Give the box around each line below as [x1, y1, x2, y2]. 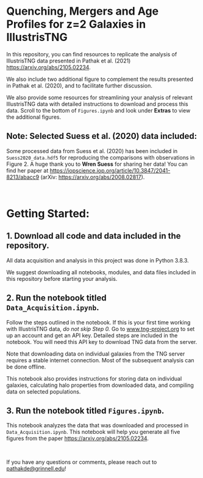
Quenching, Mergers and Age [6, 4, 159, 18]
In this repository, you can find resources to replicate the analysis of [6, 50, 177, 58]
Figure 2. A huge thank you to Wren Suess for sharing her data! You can [6, 160, 188, 168]
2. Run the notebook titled [6, 293, 107, 304]
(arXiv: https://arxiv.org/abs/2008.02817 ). [40, 173, 145, 181]
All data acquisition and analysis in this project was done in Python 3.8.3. [6, 256, 189, 264]
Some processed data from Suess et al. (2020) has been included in [6, 147, 178, 154]
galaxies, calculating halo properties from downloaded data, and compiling [6, 381, 194, 389]
